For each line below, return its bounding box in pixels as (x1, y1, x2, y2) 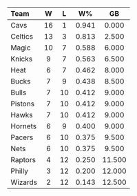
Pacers (10, 133, 34, 142)
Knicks (10, 55, 33, 63)
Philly (10, 166, 29, 175)
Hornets (10, 121, 37, 130)
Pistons (10, 99, 35, 108)
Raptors (10, 155, 36, 164)
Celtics (10, 32, 33, 41)
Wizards (10, 177, 38, 187)
